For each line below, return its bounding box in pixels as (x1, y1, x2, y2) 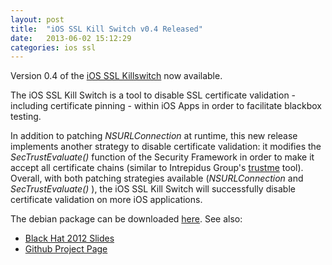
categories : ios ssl (10, 42, 97, 53)
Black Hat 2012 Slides (24, 232, 115, 245)
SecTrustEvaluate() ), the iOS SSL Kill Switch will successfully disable (10, 183, 296, 195)
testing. (10, 111, 42, 123)
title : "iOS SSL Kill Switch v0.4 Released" (10, 24, 203, 34)
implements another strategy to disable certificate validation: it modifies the (10, 141, 322, 153)
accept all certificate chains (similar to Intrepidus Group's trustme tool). (10, 162, 304, 174)
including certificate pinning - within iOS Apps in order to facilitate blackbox (10, 100, 322, 112)
